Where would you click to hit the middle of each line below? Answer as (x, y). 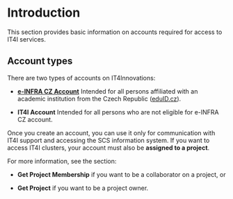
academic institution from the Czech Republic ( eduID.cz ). (99, 98)
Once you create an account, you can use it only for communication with (111, 132)
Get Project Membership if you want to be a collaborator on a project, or (121, 174)
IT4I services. (27, 39)
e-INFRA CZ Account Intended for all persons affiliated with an (107, 91)
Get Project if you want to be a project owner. (83, 188)
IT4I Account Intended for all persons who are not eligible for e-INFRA (118, 112)
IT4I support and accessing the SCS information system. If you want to (109, 140)
